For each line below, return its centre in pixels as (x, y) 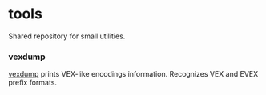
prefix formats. (33, 83)
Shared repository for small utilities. (67, 36)
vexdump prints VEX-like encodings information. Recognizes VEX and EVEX (133, 74)
